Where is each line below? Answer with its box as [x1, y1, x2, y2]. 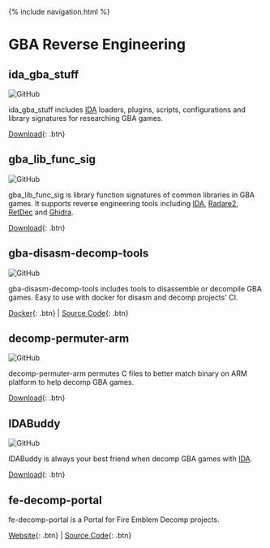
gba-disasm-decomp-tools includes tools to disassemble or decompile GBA [8, 283, 262, 293]
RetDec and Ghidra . [8, 207, 75, 217]
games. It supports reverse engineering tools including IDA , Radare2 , [8, 198, 239, 208]
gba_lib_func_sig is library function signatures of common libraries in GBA [8, 190, 255, 200]
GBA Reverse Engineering [8, 36, 186, 54]
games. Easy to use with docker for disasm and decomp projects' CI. [8, 292, 238, 302]
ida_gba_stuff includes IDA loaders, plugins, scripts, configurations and [8, 105, 246, 114]
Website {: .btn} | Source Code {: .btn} [8, 531, 132, 541]
